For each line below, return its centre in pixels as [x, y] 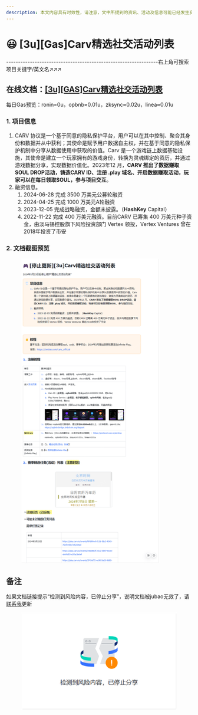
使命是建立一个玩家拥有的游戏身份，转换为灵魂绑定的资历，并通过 [110, 158]
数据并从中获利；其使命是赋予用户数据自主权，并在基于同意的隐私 [105, 143]
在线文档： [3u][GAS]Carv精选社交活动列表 [85, 89]
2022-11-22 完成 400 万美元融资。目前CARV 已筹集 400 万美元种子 [105, 217]
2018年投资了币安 [45, 231]
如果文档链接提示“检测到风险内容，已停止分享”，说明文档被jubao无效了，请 [98, 596]
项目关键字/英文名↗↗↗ [34, 69]
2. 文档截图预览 [28, 248]
